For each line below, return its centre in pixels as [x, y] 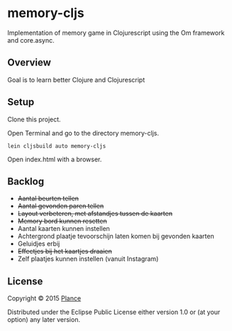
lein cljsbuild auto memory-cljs [57, 146]
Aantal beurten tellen [48, 199]
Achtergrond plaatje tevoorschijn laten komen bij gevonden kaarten [116, 237]
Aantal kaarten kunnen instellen [63, 229]
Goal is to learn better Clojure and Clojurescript [76, 80]
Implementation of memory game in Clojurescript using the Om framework [116, 33]
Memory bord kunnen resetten [62, 221]
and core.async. [31, 40]
